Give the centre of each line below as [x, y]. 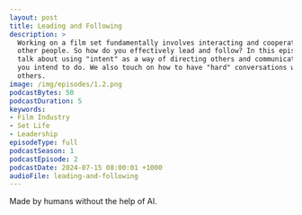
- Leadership [34, 134]
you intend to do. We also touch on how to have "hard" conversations [152, 68]
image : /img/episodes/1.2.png [66, 84]
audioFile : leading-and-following [74, 176]
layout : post [34, 17]
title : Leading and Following [66, 26]
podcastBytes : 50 [42, 92]
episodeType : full [44, 142]
